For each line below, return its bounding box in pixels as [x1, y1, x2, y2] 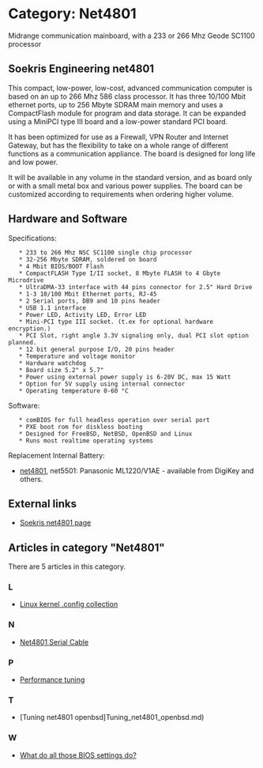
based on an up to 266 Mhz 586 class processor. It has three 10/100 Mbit [8, 92, 246, 101]
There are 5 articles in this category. [8, 562, 126, 571]
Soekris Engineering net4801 [8, 62, 155, 76]
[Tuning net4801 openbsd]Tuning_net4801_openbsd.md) [19, 713, 205, 722]
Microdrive [8, 276, 44, 284]
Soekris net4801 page [19, 518, 92, 528]
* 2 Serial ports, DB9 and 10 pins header [18, 297, 160, 305]
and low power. [8, 157, 58, 167]
